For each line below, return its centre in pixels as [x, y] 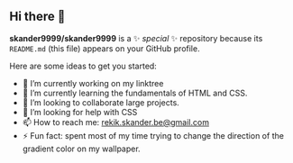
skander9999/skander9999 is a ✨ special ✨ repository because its [136, 38]
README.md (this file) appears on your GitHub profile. [105, 48]
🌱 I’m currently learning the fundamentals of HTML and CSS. [135, 93]
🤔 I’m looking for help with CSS [80, 112]
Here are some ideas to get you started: [83, 66]
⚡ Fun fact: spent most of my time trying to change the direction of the [153, 135]
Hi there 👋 [37, 17]
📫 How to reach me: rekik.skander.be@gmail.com [116, 122]
